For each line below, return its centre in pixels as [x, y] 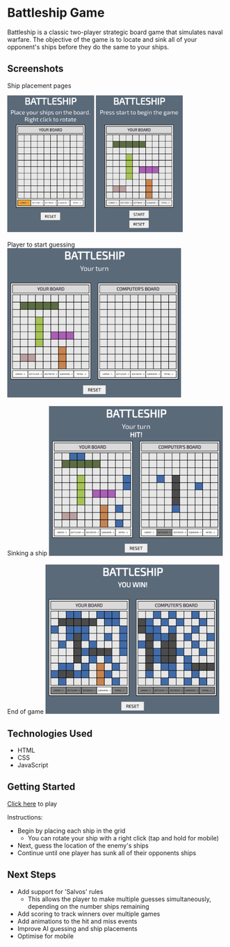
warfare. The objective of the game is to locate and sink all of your [102, 39]
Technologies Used [50, 734]
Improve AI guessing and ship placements [77, 928]
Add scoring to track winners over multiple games [89, 914]
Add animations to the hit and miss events [77, 921]
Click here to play [32, 804]
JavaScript [33, 765]
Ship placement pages [39, 86]
